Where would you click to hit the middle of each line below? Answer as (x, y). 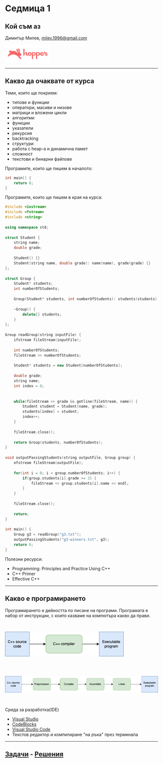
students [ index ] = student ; (51, 412)
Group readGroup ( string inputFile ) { (43, 335)
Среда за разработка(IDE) (32, 710)
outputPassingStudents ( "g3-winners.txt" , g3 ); (62, 540)
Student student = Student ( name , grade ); (65, 406)
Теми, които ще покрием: (32, 93)
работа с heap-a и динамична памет (50, 149)
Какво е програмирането (45, 599)
